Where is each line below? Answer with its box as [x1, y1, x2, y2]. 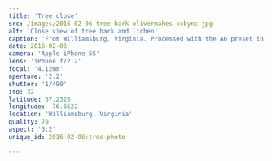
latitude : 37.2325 [8, 95, 71, 103]
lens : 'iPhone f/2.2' [8, 58, 82, 66]
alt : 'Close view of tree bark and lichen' [8, 27, 159, 35]
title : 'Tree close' [8, 11, 79, 20]
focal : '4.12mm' [8, 65, 64, 73]
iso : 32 [8, 87, 35, 96]
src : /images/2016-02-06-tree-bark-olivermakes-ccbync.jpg [8, 20, 213, 28]
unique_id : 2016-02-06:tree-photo [8, 133, 126, 141]
